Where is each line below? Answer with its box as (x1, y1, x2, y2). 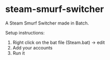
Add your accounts (12, 44, 53, 50)
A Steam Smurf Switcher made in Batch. (5, 20, 89, 26)
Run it (12, 50, 25, 56)
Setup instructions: (5, 29, 45, 35)
